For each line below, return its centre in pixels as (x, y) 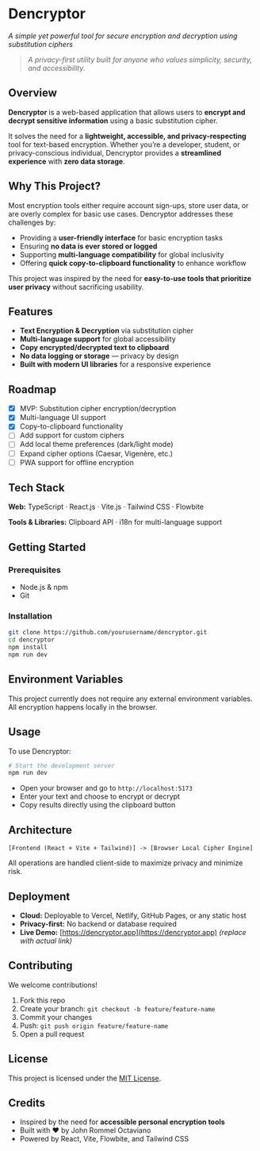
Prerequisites (34, 570)
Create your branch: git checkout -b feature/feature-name (117, 1008)
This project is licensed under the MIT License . (85, 1078)
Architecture (40, 830)
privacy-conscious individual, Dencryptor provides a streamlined (115, 152)
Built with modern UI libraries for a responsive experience (115, 364)
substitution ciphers (41, 44)
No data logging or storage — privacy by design (99, 356)
